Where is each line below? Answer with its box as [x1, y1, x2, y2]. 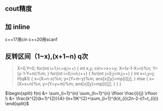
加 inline [5, 22, 30, 31]
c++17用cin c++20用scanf [5, 37, 57, 42]
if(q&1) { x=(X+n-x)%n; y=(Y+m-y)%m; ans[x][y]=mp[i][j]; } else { [17, 76, 148, 82]
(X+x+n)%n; [17, 81, 42, 87]
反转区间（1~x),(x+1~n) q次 [5, 52, 89, 60]
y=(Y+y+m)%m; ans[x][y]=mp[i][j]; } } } [42, 81, 122, 87]
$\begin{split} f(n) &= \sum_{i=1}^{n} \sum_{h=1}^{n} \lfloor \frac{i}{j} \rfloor [5, 91, 158, 96]
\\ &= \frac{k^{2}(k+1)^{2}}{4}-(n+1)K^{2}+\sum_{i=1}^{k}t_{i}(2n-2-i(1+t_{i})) [5, 95, 159, 101]
